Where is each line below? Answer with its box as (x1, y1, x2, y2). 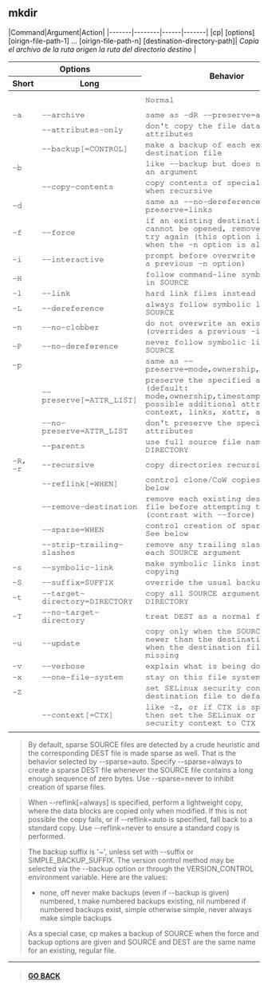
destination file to (144, 691, 237, 700)
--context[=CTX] (41, 710, 114, 719)
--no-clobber (41, 322, 100, 332)
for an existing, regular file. (27, 945, 116, 955)
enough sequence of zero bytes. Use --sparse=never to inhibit (27, 773, 235, 783)
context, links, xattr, (144, 407, 251, 416)
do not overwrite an (144, 318, 237, 328)
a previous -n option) (144, 258, 246, 268)
